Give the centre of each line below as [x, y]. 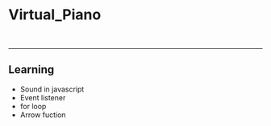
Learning [31, 70]
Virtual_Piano [55, 15]
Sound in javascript [52, 89]
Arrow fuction [43, 115]
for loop [33, 106]
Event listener [43, 97]
